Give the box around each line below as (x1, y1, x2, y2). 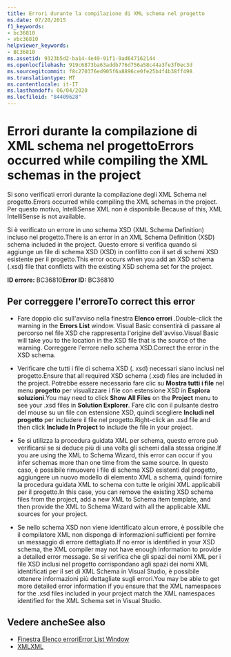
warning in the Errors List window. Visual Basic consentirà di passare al (17, 321, 221, 330)
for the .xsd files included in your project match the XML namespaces (17, 589, 215, 598)
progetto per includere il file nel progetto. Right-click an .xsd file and (17, 415, 210, 423)
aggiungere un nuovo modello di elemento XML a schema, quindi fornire (17, 473, 223, 481)
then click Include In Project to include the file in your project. (17, 423, 193, 431)
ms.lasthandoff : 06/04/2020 (7, 87, 88, 94)
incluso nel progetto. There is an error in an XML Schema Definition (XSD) (7, 233, 215, 241)
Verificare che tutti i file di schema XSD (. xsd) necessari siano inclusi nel (17, 364, 225, 372)
